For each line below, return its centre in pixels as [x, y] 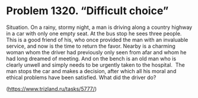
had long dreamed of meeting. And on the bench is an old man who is [91, 58]
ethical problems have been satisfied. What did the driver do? [81, 77]
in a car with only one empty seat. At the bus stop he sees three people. [94, 33]
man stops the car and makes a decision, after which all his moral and [91, 71]
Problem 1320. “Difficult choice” [87, 11]
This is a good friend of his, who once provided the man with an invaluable [97, 40]
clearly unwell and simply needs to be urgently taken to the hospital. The [95, 65]
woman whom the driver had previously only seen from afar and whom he [96, 52]
